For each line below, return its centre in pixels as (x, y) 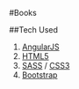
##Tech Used (34, 30)
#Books (23, 13)
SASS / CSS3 (46, 66)
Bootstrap (39, 75)
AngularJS (40, 47)
